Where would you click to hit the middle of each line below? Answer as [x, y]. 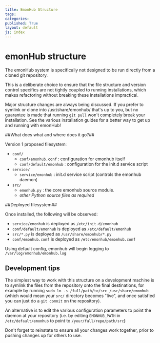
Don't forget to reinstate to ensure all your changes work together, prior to [80, 330]
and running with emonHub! [33, 125]
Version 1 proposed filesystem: [36, 144]
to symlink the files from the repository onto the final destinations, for [75, 285]
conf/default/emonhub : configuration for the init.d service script [83, 164]
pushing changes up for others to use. [43, 335]
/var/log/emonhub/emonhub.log [36, 253]
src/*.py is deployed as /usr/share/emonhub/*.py [62, 234]
